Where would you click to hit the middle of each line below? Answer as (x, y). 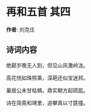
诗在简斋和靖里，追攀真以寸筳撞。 (47, 103)
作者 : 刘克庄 (21, 29)
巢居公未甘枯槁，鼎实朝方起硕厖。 (47, 90)
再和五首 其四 (38, 12)
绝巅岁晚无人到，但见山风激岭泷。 (47, 65)
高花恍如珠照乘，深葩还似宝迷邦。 (47, 78)
